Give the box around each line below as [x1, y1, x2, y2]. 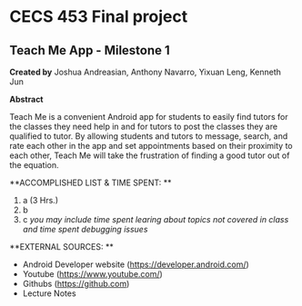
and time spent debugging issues [22, 224, 148, 234]
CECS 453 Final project [9, 6, 188, 27]
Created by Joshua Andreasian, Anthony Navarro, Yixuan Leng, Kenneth [9, 66, 282, 77]
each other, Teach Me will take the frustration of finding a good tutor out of [9, 150, 290, 161]
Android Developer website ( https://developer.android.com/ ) [22, 259, 250, 270]
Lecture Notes [22, 288, 76, 299]
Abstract [9, 94, 44, 104]
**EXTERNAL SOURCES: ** [9, 242, 114, 252]
